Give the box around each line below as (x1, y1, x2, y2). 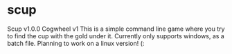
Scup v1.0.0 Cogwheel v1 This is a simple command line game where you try (7, 25, 225, 33)
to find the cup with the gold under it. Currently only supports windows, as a (7, 31, 225, 40)
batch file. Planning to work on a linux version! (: (7, 39, 145, 47)
